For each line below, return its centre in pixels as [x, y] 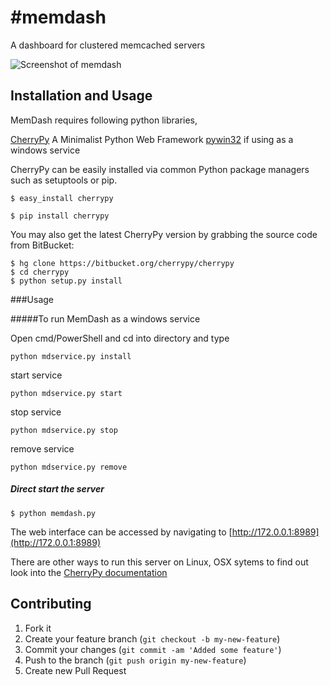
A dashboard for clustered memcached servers [108, 45]
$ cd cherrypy [40, 272]
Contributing [51, 604]
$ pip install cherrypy [60, 216]
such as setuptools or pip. [64, 180]
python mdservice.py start [66, 393]
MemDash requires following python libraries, [104, 120]
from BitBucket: [42, 245]
